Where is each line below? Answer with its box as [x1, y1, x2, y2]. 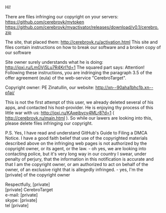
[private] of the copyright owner [5, 172, 71, 177]
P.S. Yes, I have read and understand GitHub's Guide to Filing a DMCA [5, 130, 148, 135]
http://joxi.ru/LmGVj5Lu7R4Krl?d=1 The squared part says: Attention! [5, 64, 145, 70]
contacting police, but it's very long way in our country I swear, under [5, 151, 147, 157]
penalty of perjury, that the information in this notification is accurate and [5, 156, 154, 162]
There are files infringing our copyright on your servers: [5, 14, 119, 19]
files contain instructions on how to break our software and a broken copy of [5, 44, 161, 50]
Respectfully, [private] [5, 181, 50, 187]
